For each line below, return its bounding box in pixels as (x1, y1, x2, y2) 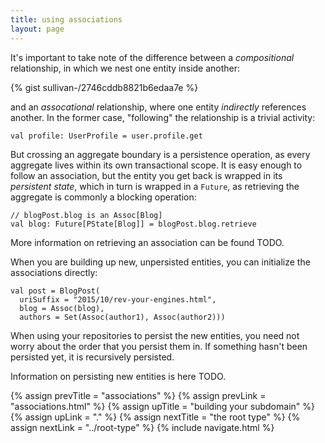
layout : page (10, 24, 65, 34)
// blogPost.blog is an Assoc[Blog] (10, 210, 163, 220)
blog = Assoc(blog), (19, 303, 105, 313)
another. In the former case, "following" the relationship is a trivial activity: (10, 111, 316, 123)
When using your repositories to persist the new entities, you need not (10, 329, 300, 341)
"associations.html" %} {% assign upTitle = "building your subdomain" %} (10, 400, 315, 412)
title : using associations (10, 14, 123, 25)
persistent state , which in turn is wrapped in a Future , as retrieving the (10, 180, 300, 192)
